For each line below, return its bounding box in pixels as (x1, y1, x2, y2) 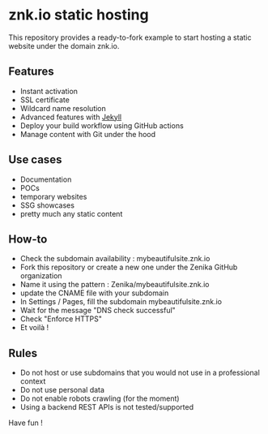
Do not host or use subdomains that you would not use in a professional (19, 367, 261, 378)
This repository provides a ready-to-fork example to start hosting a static (8, 32, 252, 42)
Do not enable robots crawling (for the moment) (19, 393, 180, 403)
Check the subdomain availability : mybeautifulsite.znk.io (19, 254, 211, 264)
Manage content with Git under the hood (19, 129, 156, 139)
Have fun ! (8, 418, 43, 428)
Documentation (19, 174, 72, 184)
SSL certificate (19, 95, 70, 105)
